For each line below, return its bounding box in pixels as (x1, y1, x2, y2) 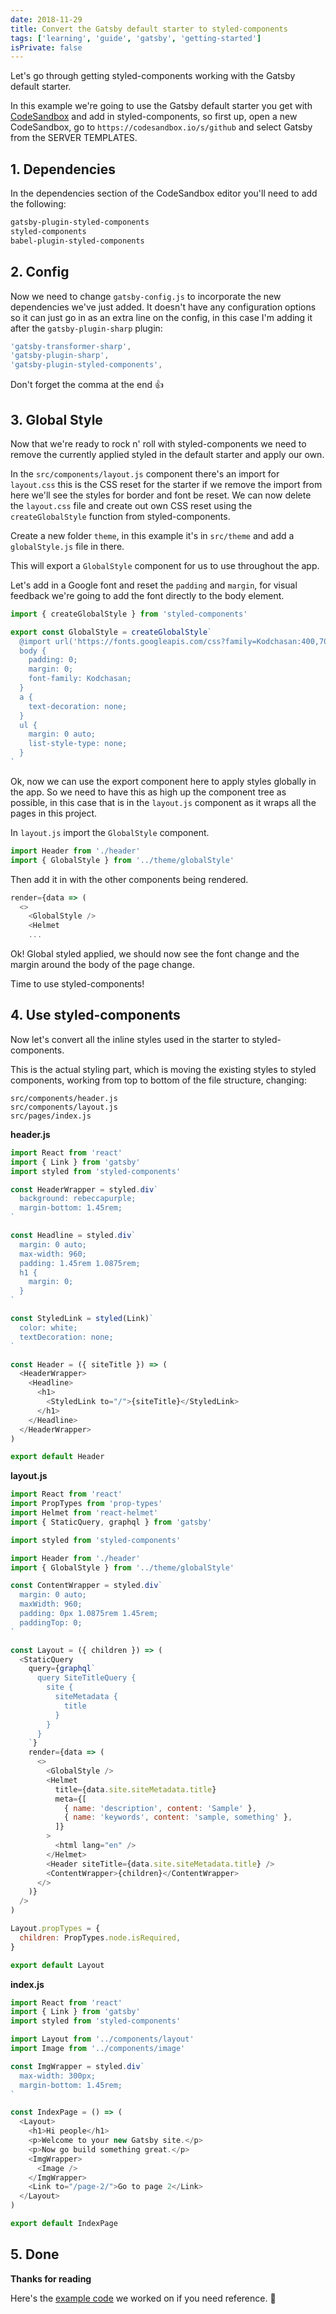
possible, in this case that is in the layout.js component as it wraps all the (10, 796, 317, 808)
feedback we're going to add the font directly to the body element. (10, 589, 285, 601)
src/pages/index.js (10, 1111, 92, 1121)
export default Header (10, 1452, 105, 1462)
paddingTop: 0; (19, 1617, 83, 1628)
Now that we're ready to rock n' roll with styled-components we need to (10, 437, 307, 450)
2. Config (10, 264, 70, 281)
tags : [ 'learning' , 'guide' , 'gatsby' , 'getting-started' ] (10, 33, 262, 43)
